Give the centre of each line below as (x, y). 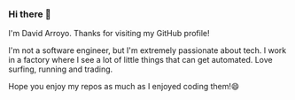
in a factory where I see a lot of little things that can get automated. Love (140, 60)
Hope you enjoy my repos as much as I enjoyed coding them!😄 (124, 87)
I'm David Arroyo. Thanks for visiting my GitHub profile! (109, 34)
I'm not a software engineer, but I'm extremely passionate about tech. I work (147, 50)
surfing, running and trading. (61, 69)
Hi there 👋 (30, 14)
